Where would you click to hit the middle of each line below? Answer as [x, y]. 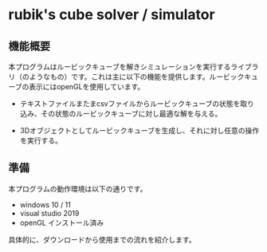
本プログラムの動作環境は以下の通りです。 [78, 188]
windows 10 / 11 [45, 204]
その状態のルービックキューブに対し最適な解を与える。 [132, 114]
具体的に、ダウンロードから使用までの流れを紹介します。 [102, 239]
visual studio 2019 [49, 213]
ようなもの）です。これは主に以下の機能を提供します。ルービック [137, 77]
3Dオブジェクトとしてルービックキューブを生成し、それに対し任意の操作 [139, 130]
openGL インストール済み [62, 222]
